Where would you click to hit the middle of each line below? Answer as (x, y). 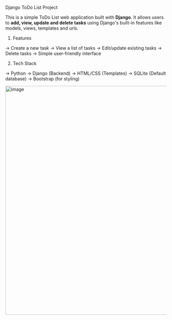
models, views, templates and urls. (42, 28)
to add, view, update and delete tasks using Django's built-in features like (84, 23)
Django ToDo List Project (31, 7)
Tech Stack (25, 63)
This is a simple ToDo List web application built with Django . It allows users (84, 17)
